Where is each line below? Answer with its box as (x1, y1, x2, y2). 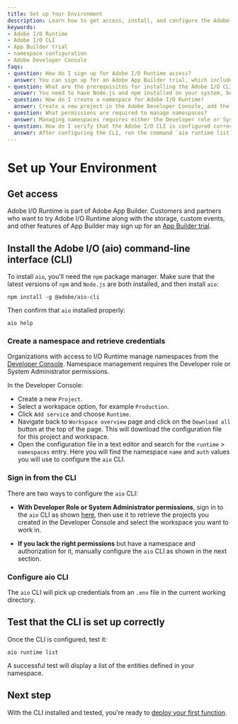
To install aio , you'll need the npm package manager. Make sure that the (7, 273, 215, 281)
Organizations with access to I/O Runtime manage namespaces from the (7, 352, 219, 361)
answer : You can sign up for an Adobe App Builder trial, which (13, 76, 208, 84)
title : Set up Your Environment (7, 10, 103, 18)
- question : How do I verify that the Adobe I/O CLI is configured (7, 122, 211, 130)
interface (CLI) (7, 253, 73, 265)
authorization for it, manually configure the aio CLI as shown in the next (17, 547, 227, 555)
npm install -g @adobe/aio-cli (7, 294, 100, 301)
